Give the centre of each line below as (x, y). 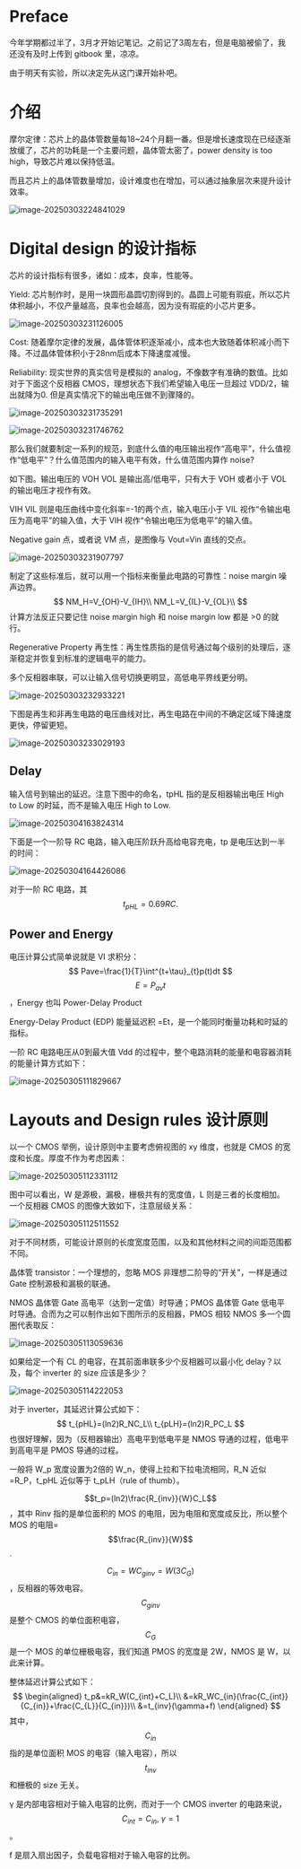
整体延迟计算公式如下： (52, 1682)
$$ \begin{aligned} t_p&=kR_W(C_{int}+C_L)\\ (97, 1697)
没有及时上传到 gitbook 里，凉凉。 (80, 53)
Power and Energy (61, 934)
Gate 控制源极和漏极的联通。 (62, 1283)
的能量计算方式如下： (48, 1063)
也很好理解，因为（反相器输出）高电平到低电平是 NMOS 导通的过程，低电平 (149, 1438)
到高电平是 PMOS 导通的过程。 (66, 1450)
